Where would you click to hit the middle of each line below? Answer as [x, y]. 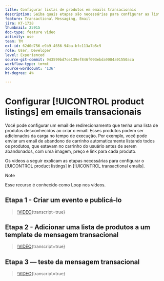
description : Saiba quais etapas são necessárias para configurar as [77, 14]
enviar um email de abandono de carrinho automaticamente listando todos [80, 141]
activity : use [20, 37]
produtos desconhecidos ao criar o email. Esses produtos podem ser [74, 130]
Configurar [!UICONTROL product [75, 102]
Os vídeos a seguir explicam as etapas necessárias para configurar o [75, 161]
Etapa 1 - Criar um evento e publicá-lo [63, 200]
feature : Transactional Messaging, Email [48, 19]
